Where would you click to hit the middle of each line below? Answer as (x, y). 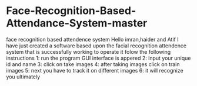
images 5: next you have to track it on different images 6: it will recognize (95, 70)
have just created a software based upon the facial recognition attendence (96, 46)
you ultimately (23, 77)
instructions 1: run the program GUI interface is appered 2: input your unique (98, 58)
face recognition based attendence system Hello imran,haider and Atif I (92, 39)
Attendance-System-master (77, 23)
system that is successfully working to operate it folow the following (89, 51)
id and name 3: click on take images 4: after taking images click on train (93, 64)
